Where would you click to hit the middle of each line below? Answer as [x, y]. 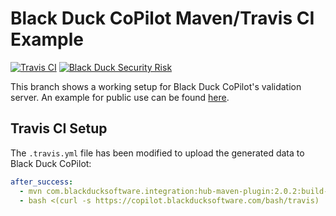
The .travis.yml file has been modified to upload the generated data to [157, 153]
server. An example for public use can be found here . [120, 97]
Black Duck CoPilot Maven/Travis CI [162, 18]
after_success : [42, 182]
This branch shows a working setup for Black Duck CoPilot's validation [156, 86]
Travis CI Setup [59, 128]
